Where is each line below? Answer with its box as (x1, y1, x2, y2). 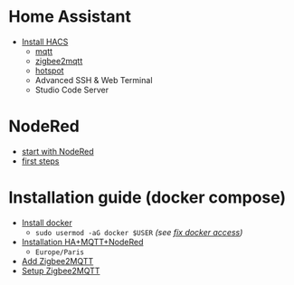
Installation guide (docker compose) (8, 187, 287, 208)
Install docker (21, 217, 73, 228)
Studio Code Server (34, 84, 109, 95)
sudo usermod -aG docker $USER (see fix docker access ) (34, 226, 243, 237)
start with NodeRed (21, 146, 94, 157)
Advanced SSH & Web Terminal (34, 74, 153, 85)
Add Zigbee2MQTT (21, 255, 94, 266)
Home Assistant (8, 6, 132, 27)
